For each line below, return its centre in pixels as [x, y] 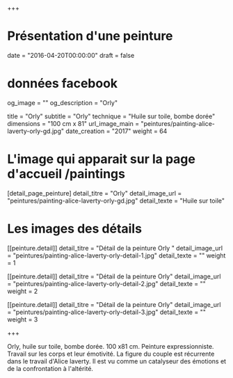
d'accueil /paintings [66, 174]
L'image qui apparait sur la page [102, 159]
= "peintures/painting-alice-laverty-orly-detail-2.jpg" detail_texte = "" [107, 283]
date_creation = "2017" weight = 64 [116, 131]
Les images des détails [75, 229]
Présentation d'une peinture [90, 36]
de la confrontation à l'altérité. [50, 368]
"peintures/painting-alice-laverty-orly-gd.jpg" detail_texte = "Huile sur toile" [116, 200]
